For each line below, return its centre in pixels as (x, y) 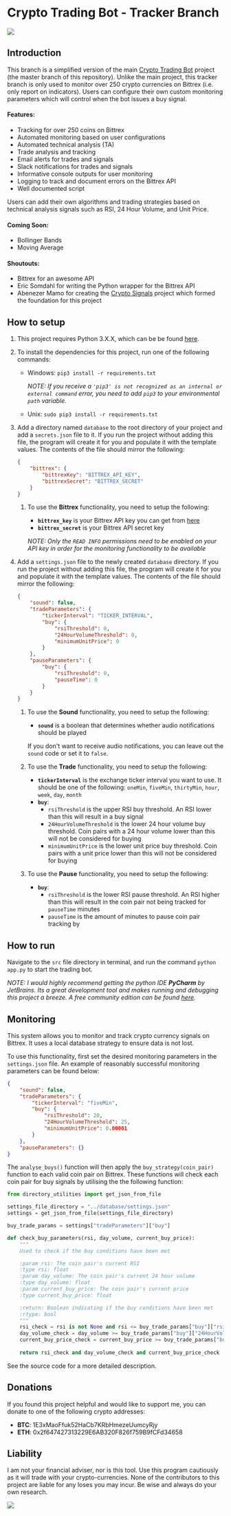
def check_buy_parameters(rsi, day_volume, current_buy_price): (101, 1238)
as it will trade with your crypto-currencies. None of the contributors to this (113, 1477)
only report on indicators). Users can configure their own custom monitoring (115, 92)
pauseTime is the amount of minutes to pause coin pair (124, 917)
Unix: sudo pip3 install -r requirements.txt (92, 414)
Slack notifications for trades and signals (75, 166)
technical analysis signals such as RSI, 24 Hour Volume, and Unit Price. (108, 209)
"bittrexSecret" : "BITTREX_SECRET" (93, 481)
